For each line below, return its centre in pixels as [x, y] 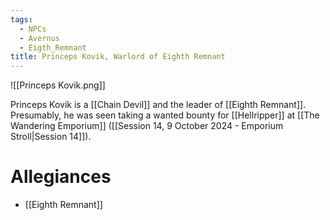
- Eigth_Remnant [53, 47]
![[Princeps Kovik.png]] [58, 85]
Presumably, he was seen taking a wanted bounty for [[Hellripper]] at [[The [165, 115]
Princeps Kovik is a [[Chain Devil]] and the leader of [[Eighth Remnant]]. [158, 105]
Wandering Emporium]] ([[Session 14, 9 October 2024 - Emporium [147, 126]
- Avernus [39, 38]
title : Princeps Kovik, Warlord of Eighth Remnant [118, 57]
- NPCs [33, 29]
